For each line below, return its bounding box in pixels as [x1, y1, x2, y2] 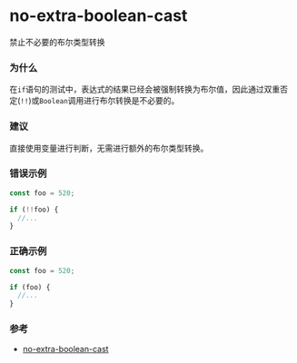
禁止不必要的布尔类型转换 [9, 36, 105, 47]
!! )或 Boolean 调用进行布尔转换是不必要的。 [20, 95, 180, 106]
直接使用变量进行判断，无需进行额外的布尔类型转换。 [9, 142, 209, 153]
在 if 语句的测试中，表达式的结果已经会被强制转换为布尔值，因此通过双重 [9, 83, 281, 95]
